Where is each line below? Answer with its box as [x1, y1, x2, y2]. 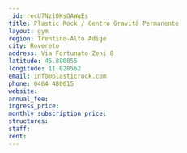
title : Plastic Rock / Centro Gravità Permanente [8, 19, 180, 28]
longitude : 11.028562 [8, 65, 82, 73]
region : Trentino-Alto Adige [8, 34, 107, 43]
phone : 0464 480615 [8, 79, 74, 87]
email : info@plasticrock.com [8, 72, 107, 80]
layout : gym [8, 27, 49, 35]
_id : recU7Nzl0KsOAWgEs [8, 11, 89, 20]
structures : [8, 117, 49, 125]
